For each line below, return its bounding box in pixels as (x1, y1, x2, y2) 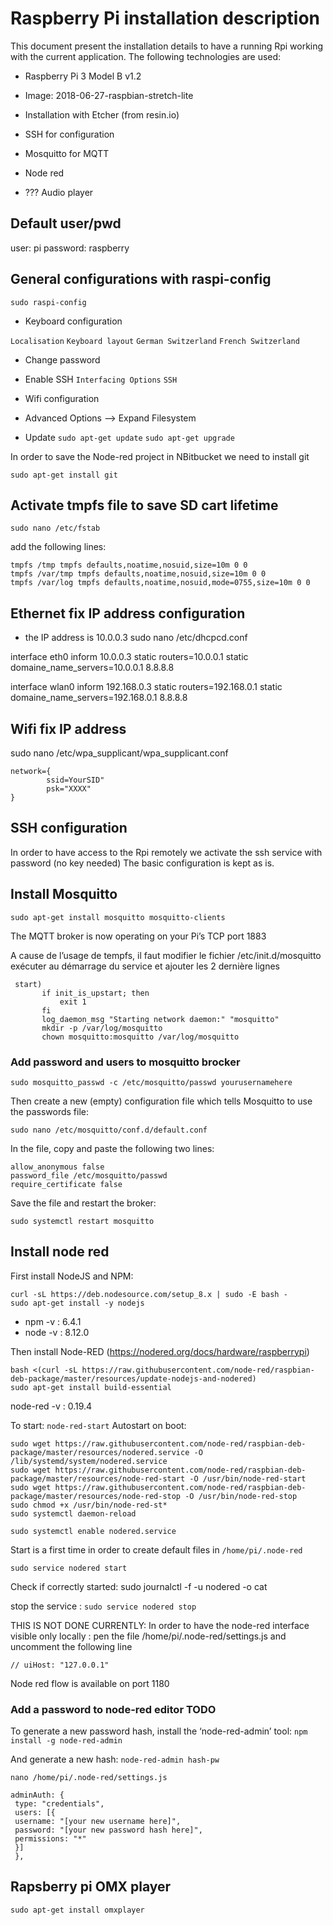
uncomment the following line (10, 1640, 133, 1652)
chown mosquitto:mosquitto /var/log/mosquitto (41, 1032, 240, 1042)
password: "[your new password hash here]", (14, 1825, 203, 1836)
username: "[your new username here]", (14, 1817, 182, 1827)
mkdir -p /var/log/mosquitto (41, 1023, 163, 1033)
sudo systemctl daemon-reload (10, 1508, 137, 1519)
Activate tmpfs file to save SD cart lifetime (10, 497, 279, 514)
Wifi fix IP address (10, 720, 127, 737)
